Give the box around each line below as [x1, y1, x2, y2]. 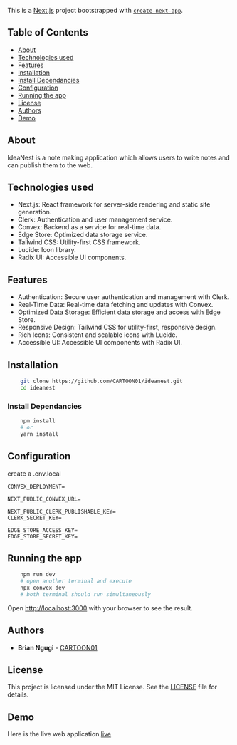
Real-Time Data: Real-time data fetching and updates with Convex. [17, 301, 214, 309]
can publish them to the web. [7, 160, 93, 170]
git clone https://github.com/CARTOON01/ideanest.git [20, 377, 183, 385]
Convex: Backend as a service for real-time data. [17, 223, 162, 231]
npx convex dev [20, 584, 65, 592]
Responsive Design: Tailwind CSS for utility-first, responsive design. [17, 323, 217, 332]
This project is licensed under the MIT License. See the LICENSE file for [7, 683, 218, 692]
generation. [17, 208, 52, 217]
